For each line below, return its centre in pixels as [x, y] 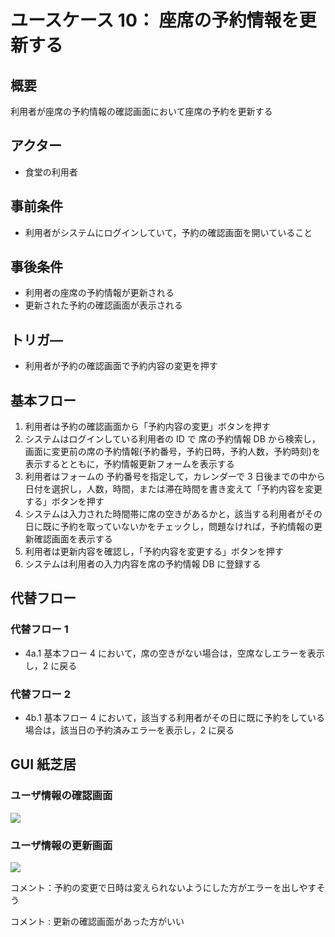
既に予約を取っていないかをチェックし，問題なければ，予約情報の [178, 527]
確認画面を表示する [73, 539]
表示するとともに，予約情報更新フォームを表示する [129, 464]
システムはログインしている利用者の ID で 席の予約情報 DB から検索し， [172, 439]
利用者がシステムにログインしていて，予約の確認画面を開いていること [168, 232]
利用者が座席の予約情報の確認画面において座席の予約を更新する [141, 111]
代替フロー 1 [39, 629]
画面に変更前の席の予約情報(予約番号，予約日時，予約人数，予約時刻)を [173, 452]
